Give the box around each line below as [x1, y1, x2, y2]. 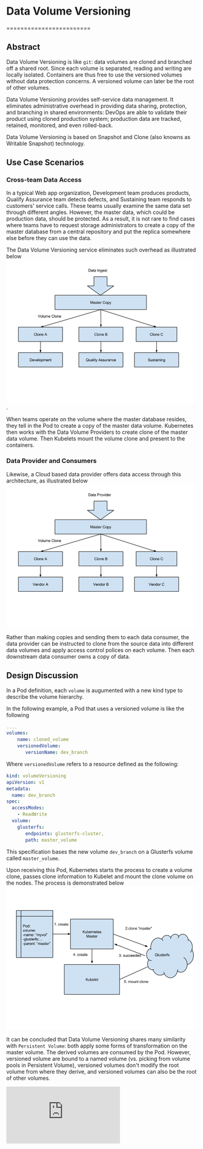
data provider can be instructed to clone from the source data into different [6, 640, 194, 647]
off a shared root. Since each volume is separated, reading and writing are [6, 64, 192, 72]
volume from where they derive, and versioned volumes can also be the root [6, 1068, 197, 1075]
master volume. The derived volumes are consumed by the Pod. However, [6, 1048, 191, 1055]
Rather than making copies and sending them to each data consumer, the [6, 633, 190, 640]
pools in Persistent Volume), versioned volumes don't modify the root [6, 1062, 179, 1069]
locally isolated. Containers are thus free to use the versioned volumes [6, 71, 182, 78]
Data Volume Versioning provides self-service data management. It [6, 95, 174, 103]
